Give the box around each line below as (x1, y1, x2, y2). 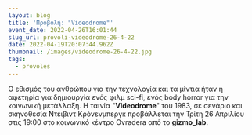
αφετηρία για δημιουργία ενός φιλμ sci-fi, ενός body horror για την (8, 92, 229, 102)
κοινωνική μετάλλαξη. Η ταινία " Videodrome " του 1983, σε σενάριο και (8, 100, 243, 110)
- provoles (15, 63, 51, 71)
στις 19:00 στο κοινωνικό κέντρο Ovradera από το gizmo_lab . (8, 117, 209, 126)
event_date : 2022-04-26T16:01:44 (8, 26, 117, 34)
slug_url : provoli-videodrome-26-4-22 (8, 33, 135, 42)
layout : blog (8, 11, 51, 20)
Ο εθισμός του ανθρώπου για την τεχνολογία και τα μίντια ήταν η (8, 84, 224, 93)
